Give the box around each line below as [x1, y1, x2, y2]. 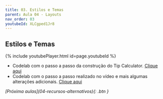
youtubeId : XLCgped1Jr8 [5, 21, 55, 26]
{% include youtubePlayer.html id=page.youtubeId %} [5, 53, 116, 59]
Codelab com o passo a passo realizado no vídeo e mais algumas [12, 73, 147, 79]
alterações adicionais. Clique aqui [12, 78, 82, 85]
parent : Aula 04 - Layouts [5, 12, 61, 17]
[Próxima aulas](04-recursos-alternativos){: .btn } [5, 88, 109, 94]
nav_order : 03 [5, 16, 35, 21]
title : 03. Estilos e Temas [5, 7, 64, 12]
